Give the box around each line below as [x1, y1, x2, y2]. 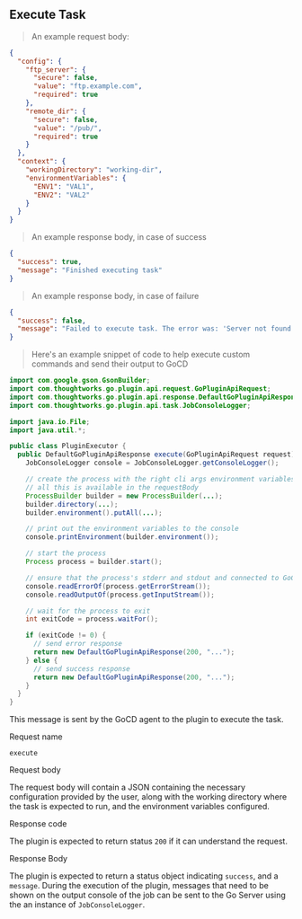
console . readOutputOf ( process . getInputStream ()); [25, 590, 216, 599]
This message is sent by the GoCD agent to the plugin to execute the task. [9, 714, 285, 725]
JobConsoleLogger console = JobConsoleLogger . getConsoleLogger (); [25, 458, 280, 468]
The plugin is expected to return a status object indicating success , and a [9, 870, 279, 881]
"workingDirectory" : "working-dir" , [25, 165, 164, 174]
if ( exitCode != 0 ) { [25, 631, 106, 641]
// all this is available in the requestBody [25, 482, 200, 492]
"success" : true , [17, 258, 83, 267]
